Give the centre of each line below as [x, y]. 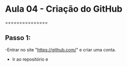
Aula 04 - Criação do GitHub [64, 9]
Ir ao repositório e [30, 59]
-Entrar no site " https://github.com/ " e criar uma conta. [61, 49]
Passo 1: [18, 38]
